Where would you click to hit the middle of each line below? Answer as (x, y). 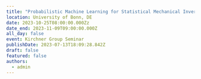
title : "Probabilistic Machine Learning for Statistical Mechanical (93, 12)
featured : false (26, 56)
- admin (21, 67)
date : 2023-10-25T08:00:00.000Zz (48, 23)
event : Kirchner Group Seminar (45, 39)
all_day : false (25, 34)
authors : (17, 61)
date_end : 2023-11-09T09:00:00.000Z (52, 28)
